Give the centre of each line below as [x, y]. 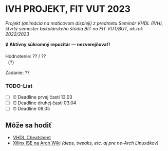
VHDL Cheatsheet [32, 138]
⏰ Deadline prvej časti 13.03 [43, 97]
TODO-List [19, 86]
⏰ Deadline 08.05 [31, 109]
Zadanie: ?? [17, 72]
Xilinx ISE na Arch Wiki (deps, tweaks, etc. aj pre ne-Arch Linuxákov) [86, 143]
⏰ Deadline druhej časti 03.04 [44, 103]
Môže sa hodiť [29, 125]
